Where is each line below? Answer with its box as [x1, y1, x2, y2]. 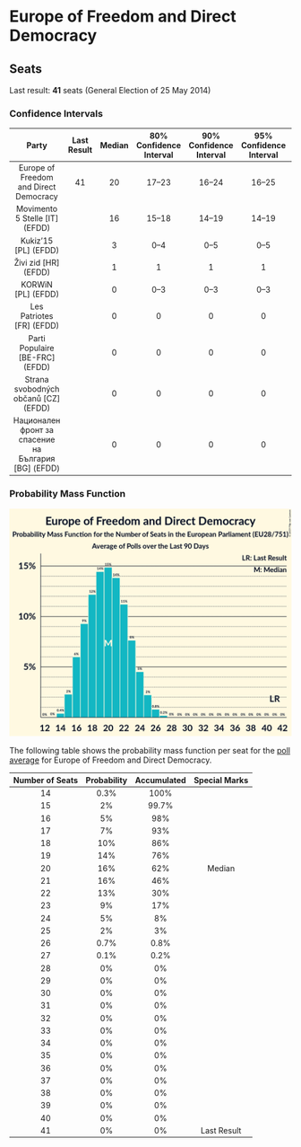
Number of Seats [13, 774, 79, 785]
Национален [13, 415, 61, 426]
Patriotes [20, 311, 54, 322]
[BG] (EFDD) [13, 463, 60, 473]
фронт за [19, 425, 54, 436]
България [18, 454, 56, 464]
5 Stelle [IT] [14, 213, 59, 224]
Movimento [16, 204, 58, 215]
